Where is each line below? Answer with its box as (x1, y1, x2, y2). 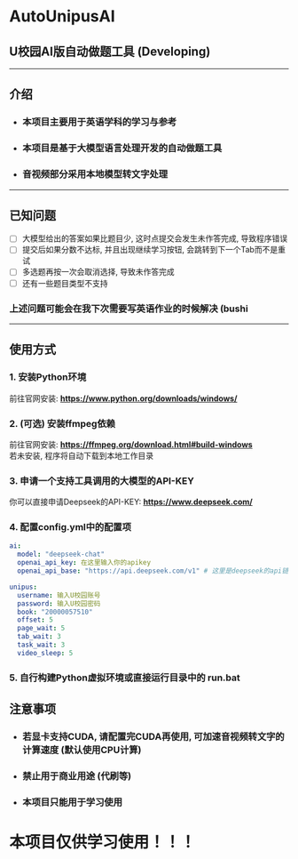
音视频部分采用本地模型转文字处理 (21, 168, 169, 181)
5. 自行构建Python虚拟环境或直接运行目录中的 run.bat (9, 671, 241, 684)
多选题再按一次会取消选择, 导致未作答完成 (21, 267, 175, 277)
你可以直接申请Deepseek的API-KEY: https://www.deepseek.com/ (9, 496, 253, 508)
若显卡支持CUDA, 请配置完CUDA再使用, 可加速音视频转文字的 (21, 731, 286, 743)
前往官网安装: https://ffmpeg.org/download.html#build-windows (9, 438, 253, 450)
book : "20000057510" (17, 607, 93, 616)
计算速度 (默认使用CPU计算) (21, 744, 142, 757)
